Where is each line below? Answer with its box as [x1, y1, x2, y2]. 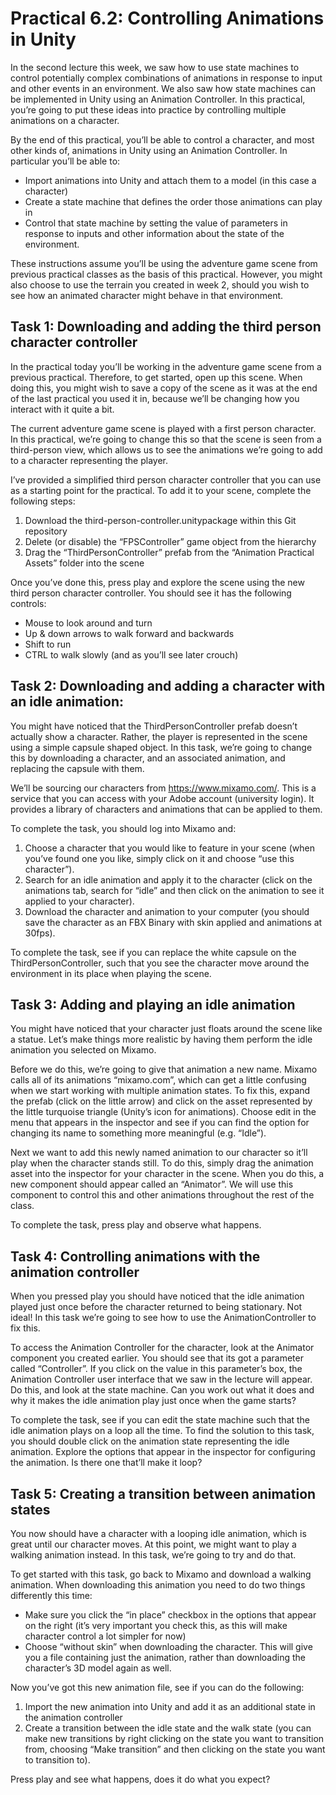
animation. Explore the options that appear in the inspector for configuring [10, 1446, 316, 1458]
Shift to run [24, 638, 72, 650]
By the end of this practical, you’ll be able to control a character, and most [10, 133, 315, 146]
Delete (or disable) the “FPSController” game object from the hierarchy [24, 535, 317, 547]
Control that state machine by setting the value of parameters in [24, 217, 288, 229]
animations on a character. [10, 114, 120, 126]
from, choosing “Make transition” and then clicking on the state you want [24, 1743, 326, 1755]
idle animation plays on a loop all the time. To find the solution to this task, [10, 1425, 315, 1437]
